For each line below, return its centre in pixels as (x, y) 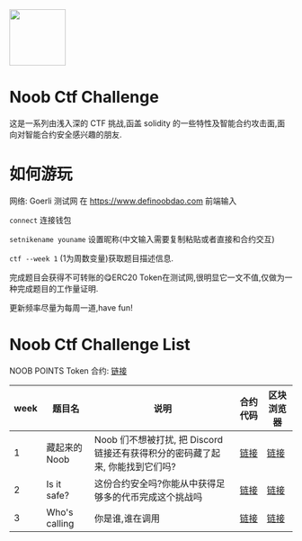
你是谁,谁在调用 (127, 518)
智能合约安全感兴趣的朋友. (74, 134)
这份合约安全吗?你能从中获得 (155, 483)
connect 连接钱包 (40, 220)
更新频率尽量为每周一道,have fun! (71, 307)
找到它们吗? (151, 466)
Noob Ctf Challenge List (100, 345)
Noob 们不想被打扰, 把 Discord (158, 439)
